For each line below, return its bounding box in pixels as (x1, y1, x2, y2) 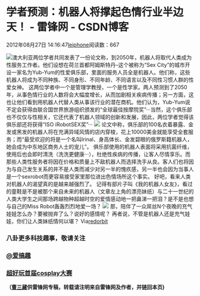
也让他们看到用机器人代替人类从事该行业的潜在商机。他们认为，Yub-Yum (6, 98, 186, 105)
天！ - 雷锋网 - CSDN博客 (6, 20, 129, 34)
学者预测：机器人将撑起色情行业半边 (6, 5, 184, 19)
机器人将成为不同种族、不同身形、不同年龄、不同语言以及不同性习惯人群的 (6, 76, 189, 83)
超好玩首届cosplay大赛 (6, 269, 73, 277)
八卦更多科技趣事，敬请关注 (6, 233, 86, 242)
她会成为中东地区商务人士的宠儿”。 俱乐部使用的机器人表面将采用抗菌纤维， (6, 143, 193, 150)
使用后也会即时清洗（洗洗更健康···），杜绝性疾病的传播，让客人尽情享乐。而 (6, 150, 191, 158)
